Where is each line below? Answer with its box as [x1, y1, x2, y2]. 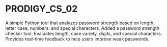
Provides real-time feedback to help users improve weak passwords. [5, 36, 150, 42]
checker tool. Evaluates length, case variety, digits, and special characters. [5, 30, 162, 36]
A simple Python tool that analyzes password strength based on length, [5, 20, 155, 26]
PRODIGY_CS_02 [5, 3, 78, 15]
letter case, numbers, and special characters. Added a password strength [5, 25, 160, 31]
